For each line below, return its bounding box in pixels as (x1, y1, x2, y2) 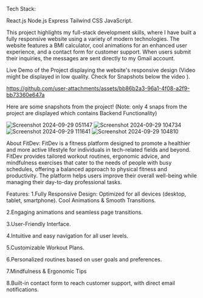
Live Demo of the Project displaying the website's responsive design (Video (6, 66, 196, 74)
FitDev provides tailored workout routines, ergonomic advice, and (6, 152, 170, 160)
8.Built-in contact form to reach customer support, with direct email (6, 280, 175, 286)
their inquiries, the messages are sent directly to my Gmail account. (6, 55, 175, 62)
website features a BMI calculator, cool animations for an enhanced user (6, 42, 187, 49)
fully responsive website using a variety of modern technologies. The (6, 35, 180, 42)
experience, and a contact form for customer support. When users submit (6, 48, 191, 55)
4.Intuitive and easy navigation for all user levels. (6, 232, 129, 239)
